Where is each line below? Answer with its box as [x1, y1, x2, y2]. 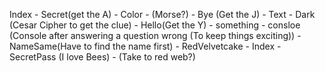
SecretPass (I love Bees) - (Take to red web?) [9, 51, 196, 63]
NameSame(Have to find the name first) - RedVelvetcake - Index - [9, 40, 282, 52]
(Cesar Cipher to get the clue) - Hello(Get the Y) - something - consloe [9, 19, 301, 31]
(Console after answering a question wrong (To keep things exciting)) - [9, 30, 302, 41]
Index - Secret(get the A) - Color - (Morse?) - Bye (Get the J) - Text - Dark [9, 9, 316, 20]
